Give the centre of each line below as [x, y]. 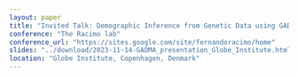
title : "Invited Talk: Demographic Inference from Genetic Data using [142, 26]
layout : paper [35, 17]
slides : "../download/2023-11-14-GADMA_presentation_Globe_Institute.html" [152, 50]
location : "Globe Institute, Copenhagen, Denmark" [105, 58]
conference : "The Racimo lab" [65, 34]
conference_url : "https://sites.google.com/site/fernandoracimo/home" [142, 42]
